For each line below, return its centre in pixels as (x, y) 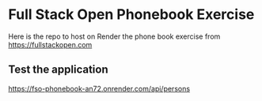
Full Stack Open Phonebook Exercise (131, 15)
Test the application (58, 70)
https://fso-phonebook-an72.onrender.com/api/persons (99, 88)
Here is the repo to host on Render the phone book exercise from (114, 36)
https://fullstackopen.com (50, 44)
